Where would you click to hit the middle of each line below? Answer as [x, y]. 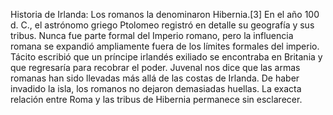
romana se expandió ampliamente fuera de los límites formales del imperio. [165, 46]
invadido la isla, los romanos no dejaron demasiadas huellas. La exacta [156, 88]
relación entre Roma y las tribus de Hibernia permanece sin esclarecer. [156, 99]
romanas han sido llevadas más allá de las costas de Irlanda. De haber [155, 78]
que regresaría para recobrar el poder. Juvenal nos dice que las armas [155, 67]
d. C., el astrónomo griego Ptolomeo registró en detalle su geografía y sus [162, 25]
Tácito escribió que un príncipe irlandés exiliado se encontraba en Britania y [166, 57]
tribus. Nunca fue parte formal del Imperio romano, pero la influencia [152, 35]
